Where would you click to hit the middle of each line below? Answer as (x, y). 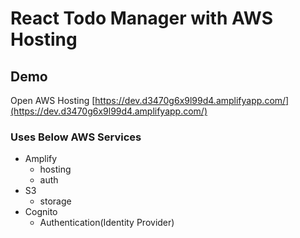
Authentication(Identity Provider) (107, 223)
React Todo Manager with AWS (142, 18)
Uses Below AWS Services (76, 137)
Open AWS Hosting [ (53, 100)
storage (55, 201)
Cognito (41, 212)
